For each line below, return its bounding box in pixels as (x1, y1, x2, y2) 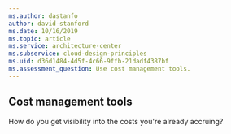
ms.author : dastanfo (8, 11, 79, 20)
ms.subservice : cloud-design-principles (8, 50, 148, 58)
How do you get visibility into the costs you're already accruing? (8, 116, 224, 126)
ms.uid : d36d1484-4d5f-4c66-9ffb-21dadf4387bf (8, 58, 169, 66)
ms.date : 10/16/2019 (8, 27, 79, 35)
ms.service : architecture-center (8, 42, 122, 50)
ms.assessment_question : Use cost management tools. (8, 65, 191, 73)
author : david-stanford (8, 19, 89, 28)
